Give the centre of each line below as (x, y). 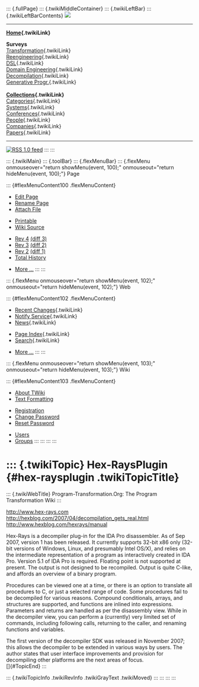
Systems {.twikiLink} (31, 107)
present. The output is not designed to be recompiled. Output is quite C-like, (99, 567)
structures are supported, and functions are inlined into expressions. (90, 604)
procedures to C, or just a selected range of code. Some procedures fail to (97, 591)
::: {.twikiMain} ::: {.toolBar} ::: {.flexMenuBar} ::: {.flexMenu (78, 161)
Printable (26, 221)
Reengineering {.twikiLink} (38, 57)
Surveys (17, 44)
